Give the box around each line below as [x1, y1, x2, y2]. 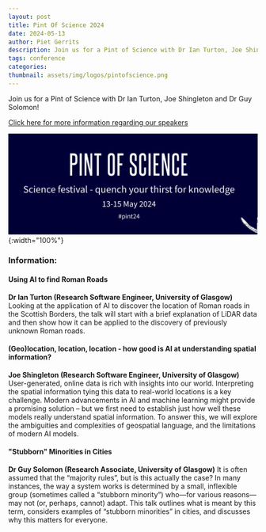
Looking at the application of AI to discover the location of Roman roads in [8, 301, 250, 310]
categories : [8, 63, 47, 71]
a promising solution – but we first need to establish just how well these [8, 404, 241, 413]
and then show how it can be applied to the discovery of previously [8, 317, 228, 327]
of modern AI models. [8, 428, 79, 439]
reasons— [222, 490, 257, 500]
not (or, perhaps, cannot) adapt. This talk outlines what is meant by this [23, 499, 256, 508]
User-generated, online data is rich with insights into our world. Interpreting [8, 378, 254, 388]
